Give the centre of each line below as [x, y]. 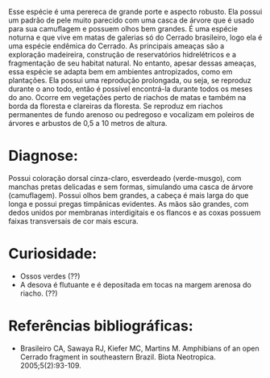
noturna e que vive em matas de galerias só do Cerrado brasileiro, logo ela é [135, 37]
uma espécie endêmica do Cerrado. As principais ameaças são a [116, 46]
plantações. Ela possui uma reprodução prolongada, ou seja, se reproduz [130, 80]
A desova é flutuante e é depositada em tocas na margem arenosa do [135, 284]
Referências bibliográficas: [101, 326]
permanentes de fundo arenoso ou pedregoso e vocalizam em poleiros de [131, 115]
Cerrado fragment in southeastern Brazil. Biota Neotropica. [118, 357]
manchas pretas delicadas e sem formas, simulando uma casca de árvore [131, 187]
